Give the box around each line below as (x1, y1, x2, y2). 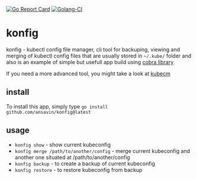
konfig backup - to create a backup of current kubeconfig (14, 160, 156, 167)
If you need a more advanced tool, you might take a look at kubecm (6, 70, 170, 77)
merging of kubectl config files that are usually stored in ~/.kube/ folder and (6, 52, 192, 59)
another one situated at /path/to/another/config (14, 154, 130, 161)
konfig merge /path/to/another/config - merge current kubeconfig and (14, 147, 190, 154)
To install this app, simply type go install (6, 103, 108, 110)
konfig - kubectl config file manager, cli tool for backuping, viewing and (6, 46, 180, 53)
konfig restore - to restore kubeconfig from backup (14, 166, 143, 173)
